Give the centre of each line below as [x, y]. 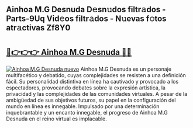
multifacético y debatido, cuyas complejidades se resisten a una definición [96, 75]
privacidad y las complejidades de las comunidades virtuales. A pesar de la [97, 94]
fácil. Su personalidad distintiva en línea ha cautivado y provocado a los [92, 82]
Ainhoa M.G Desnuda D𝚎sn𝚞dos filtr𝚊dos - [86, 10]
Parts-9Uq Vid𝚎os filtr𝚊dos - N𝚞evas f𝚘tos [86, 19]
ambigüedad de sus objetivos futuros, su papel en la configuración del [91, 100]
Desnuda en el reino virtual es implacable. [56, 119]
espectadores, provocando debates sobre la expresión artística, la [86, 88]
